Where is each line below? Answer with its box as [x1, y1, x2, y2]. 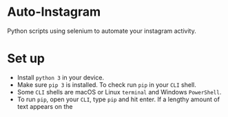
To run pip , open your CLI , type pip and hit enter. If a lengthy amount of [17, 95, 220, 103]
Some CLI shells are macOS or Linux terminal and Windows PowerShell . [17, 88, 222, 96]
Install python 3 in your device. [17, 73, 105, 81]
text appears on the [17, 102, 73, 110]
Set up [7, 51, 45, 66]
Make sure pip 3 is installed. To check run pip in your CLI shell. [17, 80, 196, 89]
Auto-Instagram [7, 4, 101, 20]
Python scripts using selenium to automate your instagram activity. [7, 27, 196, 35]
